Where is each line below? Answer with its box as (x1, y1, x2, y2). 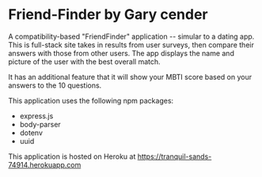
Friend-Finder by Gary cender (8, 6, 208, 24)
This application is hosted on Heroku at (8, 152, 136, 161)
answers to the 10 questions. (8, 81, 102, 90)
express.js (19, 111, 54, 120)
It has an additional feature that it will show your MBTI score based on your (8, 72, 253, 81)
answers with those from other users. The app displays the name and (8, 48, 235, 58)
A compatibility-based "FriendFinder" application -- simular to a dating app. (8, 32, 255, 41)
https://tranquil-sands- (137, 152, 212, 161)
